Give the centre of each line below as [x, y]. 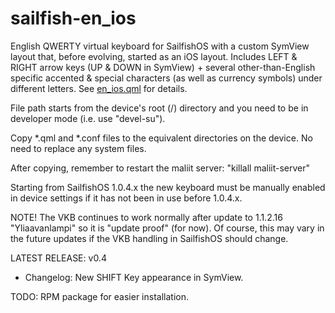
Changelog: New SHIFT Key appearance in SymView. [134, 277]
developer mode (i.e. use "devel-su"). [88, 118]
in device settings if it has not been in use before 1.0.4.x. [126, 198]
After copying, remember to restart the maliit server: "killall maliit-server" [160, 168]
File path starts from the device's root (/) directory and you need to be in [159, 108]
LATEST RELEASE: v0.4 [58, 258]
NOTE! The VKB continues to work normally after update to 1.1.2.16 [146, 217]
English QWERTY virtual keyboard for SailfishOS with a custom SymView [160, 46]
